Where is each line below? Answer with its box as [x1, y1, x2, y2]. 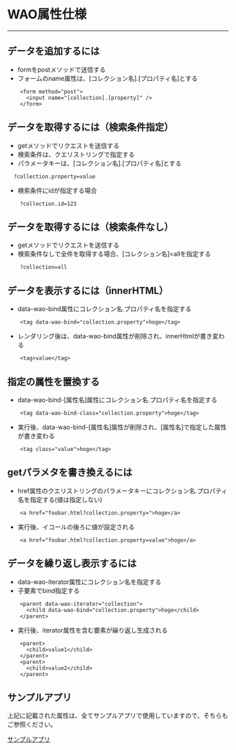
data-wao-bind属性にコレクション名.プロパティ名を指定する [17, 305, 192, 313]
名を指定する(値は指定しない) [17, 495, 103, 504]
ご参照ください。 [7, 720, 57, 729]
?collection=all [20, 264, 68, 271]
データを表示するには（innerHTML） [7, 284, 169, 296]
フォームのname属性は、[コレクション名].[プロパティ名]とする [17, 74, 198, 82]
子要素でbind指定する [17, 586, 80, 595]
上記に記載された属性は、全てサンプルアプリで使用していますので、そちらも [7, 711, 228, 720]
